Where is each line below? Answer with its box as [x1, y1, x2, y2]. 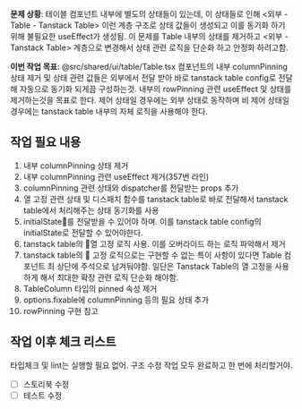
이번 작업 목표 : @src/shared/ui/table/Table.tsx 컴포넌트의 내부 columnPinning [10, 62, 288, 72]
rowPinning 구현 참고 [22, 305, 99, 316]
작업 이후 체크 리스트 [10, 335, 116, 350]
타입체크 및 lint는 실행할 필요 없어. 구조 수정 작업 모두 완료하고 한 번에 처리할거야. [10, 360, 293, 371]
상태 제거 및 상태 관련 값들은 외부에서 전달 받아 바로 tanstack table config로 [10, 72, 277, 83]
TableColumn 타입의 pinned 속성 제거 [22, 283, 158, 294]
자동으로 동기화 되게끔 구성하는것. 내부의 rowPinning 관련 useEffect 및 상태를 [19, 84, 292, 94]
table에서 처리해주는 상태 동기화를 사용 [22, 205, 160, 216]
